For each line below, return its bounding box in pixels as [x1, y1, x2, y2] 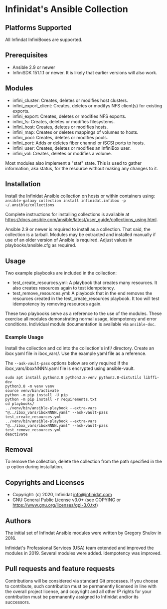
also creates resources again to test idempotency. [12, 285, 116, 291]
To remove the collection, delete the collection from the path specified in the [5, 458, 162, 465]
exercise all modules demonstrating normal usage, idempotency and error [5, 316, 157, 322]
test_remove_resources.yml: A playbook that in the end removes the [12, 291, 153, 297]
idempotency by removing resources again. [12, 301, 102, 307]
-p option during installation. [5, 464, 63, 470]
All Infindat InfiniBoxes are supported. [5, 36, 83, 42]
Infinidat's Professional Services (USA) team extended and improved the [5, 545, 154, 551]
